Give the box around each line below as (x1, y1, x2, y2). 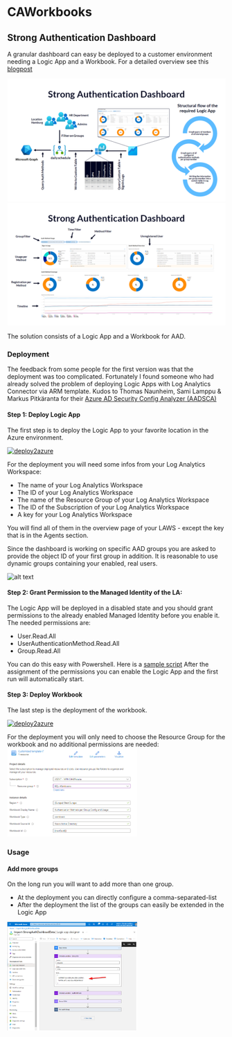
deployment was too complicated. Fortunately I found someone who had (7, 372, 215, 381)
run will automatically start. (7, 674, 84, 683)
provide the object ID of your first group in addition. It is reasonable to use (7, 552, 218, 560)
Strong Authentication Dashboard (7, 32, 157, 44)
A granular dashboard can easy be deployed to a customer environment (7, 50, 213, 58)
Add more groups (7, 865, 59, 873)
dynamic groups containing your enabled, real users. (7, 559, 158, 568)
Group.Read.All (17, 647, 61, 655)
